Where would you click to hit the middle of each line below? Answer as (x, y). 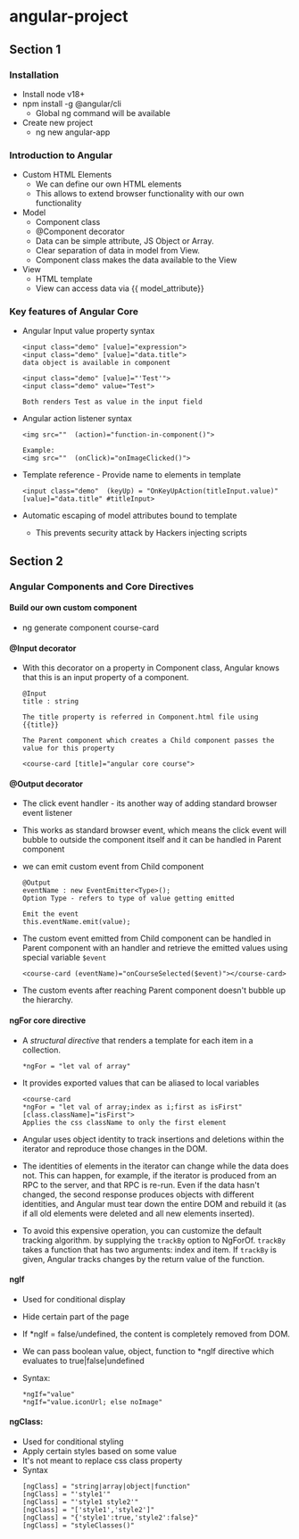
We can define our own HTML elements (108, 184)
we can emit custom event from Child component (113, 867)
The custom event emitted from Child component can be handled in (146, 938)
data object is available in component (96, 363)
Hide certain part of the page (75, 1316)
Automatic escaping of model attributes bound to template (129, 516)
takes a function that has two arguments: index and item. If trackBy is (149, 1249)
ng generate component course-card (90, 628)
